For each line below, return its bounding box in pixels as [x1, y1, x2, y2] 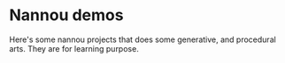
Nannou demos [9, 5, 124, 25]
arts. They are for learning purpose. [9, 43, 139, 53]
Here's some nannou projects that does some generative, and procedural [9, 34, 276, 45]
